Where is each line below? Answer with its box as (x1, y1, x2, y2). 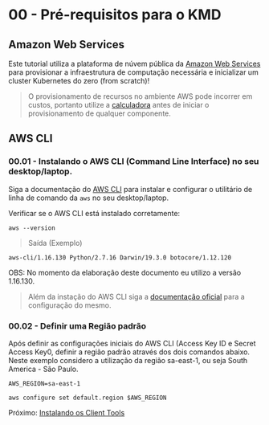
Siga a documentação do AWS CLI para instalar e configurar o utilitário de (8, 184, 253, 194)
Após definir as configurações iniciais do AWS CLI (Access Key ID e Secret (8, 338, 256, 348)
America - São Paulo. (8, 364, 79, 374)
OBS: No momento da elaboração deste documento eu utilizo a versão (8, 268, 242, 277)
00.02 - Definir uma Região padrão (8, 320, 147, 331)
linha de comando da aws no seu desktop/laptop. (8, 193, 169, 202)
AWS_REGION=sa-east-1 (8, 379, 81, 387)
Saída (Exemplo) (27, 238, 83, 247)
